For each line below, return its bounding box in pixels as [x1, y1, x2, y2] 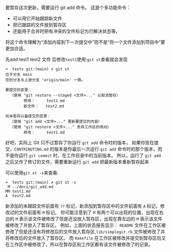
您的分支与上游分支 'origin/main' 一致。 [5, 77, 86, 82]
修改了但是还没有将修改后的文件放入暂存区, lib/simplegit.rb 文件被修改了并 [5, 228, 165, 235]
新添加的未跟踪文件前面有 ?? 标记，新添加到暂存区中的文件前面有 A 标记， [5, 203, 161, 209]
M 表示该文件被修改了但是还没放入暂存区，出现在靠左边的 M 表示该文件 [15, 216, 163, 222]
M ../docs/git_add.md [7, 184, 54, 190]
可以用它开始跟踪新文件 [12, 15, 62, 22]
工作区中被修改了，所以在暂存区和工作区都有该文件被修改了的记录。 [9, 241, 153, 247]
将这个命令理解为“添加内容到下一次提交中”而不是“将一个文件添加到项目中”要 [5, 39, 165, 45]
